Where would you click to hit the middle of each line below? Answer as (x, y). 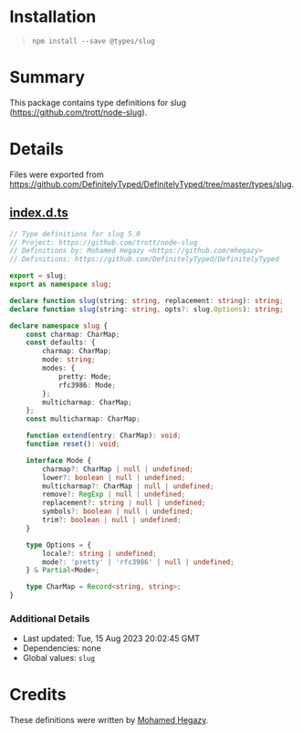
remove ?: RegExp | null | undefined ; (114, 495)
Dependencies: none (62, 648)
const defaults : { (61, 343)
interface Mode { (59, 460)
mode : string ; (69, 360)
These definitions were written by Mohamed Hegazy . (109, 720)
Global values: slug (59, 658)
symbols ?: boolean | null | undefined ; (118, 512)
